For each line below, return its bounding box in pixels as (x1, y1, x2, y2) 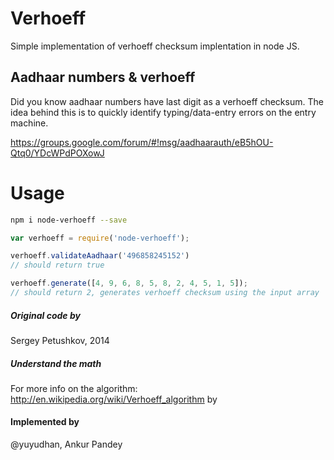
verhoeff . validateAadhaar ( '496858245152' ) (10, 251, 190, 261)
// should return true (10, 260, 105, 271)
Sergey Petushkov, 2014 (10, 334, 110, 346)
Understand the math (10, 357, 102, 369)
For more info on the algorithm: (10, 382, 138, 394)
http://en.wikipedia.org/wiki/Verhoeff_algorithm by (10, 393, 218, 405)
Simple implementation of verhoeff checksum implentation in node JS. (10, 40, 300, 52)
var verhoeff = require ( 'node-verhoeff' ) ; (10, 233, 190, 243)
